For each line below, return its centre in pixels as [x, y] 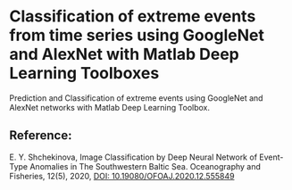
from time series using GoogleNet [137, 35]
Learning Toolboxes [84, 74]
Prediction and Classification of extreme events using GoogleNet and [136, 98]
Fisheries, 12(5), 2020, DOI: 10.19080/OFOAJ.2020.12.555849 [122, 176]
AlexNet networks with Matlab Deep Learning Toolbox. [109, 107]
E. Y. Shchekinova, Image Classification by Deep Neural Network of [133, 157]
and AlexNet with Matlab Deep [124, 54]
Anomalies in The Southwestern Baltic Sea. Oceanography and [146, 166]
